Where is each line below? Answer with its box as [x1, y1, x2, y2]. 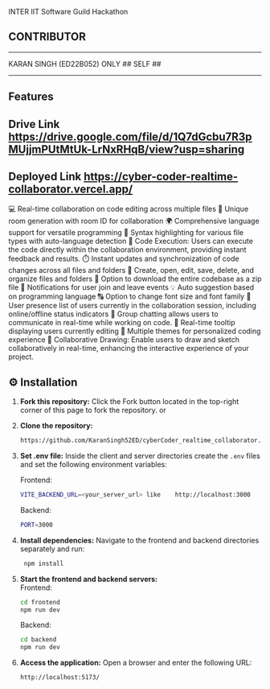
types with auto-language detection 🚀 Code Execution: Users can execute [8, 237, 253, 246]
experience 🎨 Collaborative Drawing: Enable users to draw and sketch [8, 335, 239, 344]
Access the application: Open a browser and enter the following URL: [19, 658, 252, 667]
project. [8, 352, 35, 361]
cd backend [19, 636, 57, 644]
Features [8, 90, 54, 104]
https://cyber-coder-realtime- [83, 169, 239, 184]
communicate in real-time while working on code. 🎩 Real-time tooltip [8, 318, 235, 328]
